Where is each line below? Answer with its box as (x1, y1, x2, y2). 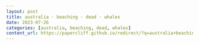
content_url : (6, 30, 38, 36)
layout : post (6, 8, 38, 15)
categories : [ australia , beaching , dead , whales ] (6, 25, 131, 31)
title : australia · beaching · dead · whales (6, 14, 120, 20)
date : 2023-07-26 (6, 19, 49, 25)
